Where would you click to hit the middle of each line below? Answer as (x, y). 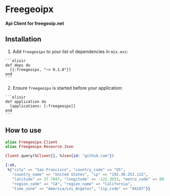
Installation (23, 39)
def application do (26, 102)
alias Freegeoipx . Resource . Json (39, 147)
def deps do (18, 65)
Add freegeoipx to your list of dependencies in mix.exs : (70, 51)
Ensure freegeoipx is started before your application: (68, 88)
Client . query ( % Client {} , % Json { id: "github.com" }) (60, 156)
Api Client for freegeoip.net (35, 23)
